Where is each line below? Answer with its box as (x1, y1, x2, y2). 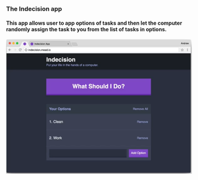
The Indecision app (6, 5, 62, 13)
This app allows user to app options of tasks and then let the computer (6, 19, 183, 27)
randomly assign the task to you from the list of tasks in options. (6, 25, 167, 32)
